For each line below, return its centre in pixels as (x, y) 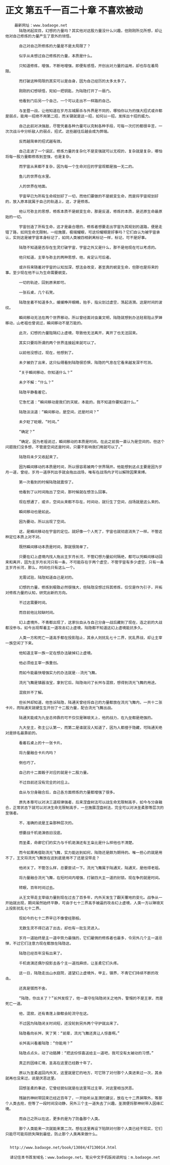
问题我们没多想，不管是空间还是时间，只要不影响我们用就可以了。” (64, 447)
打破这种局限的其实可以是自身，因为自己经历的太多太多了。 (75, 81)
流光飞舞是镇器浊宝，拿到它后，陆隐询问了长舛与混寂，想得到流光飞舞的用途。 (89, 682)
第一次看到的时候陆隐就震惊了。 (47, 482)
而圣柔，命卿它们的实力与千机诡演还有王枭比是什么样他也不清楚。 (77, 843)
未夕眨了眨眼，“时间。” (39, 422)
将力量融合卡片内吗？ (38, 753)
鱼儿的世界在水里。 (36, 176)
